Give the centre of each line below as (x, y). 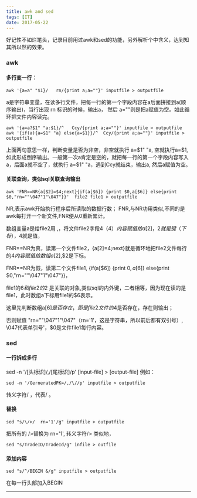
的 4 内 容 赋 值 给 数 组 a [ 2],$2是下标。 (47, 255)
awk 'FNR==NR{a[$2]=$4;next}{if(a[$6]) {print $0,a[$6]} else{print (91, 191)
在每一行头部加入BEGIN (35, 483)
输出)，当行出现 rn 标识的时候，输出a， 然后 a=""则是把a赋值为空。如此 (98, 109)
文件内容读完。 (34, 117)
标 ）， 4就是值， (25, 235)
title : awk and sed (30, 11)
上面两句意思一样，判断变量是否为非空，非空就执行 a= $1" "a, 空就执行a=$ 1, (97, 150)
